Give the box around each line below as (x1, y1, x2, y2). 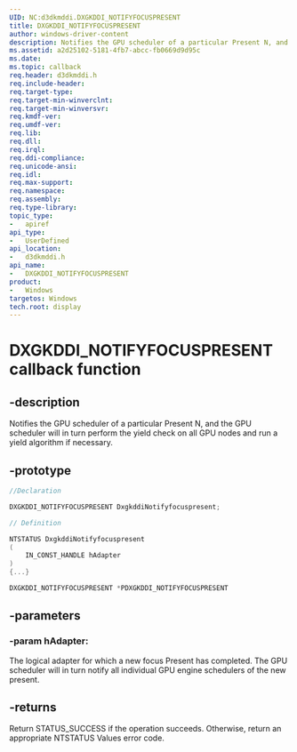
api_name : (9, 261, 46, 270)
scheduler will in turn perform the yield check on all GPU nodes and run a (9, 428, 278, 438)
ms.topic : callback (9, 63, 82, 72)
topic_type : (9, 211, 53, 220)
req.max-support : (9, 179, 74, 188)
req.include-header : (9, 79, 86, 88)
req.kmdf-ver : (9, 112, 62, 121)
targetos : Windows (9, 294, 77, 303)
